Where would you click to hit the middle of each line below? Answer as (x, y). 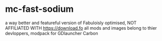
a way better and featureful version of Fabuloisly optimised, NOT (71, 23)
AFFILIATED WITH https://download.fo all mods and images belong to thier (81, 28)
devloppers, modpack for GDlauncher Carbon (52, 33)
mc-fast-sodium (40, 9)
